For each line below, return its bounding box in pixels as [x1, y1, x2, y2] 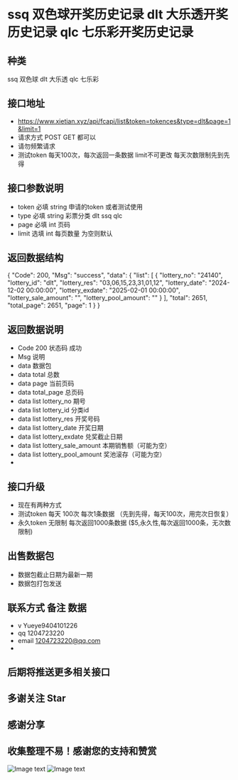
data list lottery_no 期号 [17, 397, 87, 405]
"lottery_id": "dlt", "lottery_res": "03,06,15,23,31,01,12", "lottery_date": [7, 278, 207, 287]
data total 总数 [17, 370, 60, 379]
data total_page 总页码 [17, 388, 84, 397]
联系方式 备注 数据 [7, 602, 87, 614]
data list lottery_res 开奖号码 [17, 414, 100, 423]
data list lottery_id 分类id [17, 406, 90, 414]
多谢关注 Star [7, 693, 66, 705]
